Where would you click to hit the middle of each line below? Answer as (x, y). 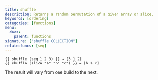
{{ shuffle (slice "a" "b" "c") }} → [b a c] (52, 63)
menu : (10, 28)
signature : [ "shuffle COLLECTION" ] (41, 41)
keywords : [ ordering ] (27, 18)
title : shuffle (20, 9)
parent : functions (32, 37)
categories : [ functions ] (30, 23)
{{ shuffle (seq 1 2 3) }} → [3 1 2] (43, 59)
